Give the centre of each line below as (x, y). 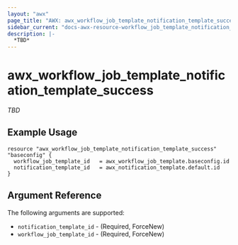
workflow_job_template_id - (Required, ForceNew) (91, 234)
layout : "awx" (28, 14)
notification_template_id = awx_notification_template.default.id (117, 168)
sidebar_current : (33, 27)
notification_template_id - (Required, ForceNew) (91, 226)
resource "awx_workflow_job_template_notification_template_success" (112, 149)
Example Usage (42, 132)
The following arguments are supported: (66, 212)
